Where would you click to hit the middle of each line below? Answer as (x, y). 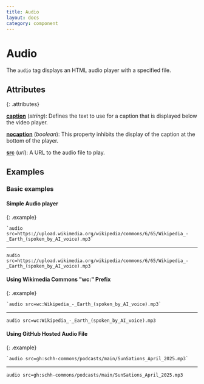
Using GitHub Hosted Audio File (47, 334)
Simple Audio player (32, 204)
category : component (32, 23)
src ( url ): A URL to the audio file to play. (56, 152)
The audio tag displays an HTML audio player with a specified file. (89, 70)
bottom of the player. (32, 141)
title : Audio (23, 12)
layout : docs (23, 18)
